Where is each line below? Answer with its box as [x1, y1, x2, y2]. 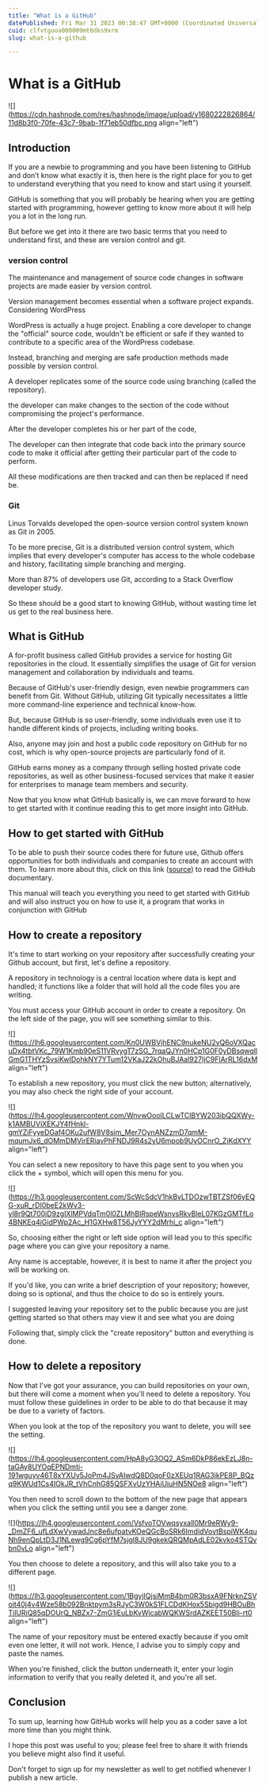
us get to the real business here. [8, 607, 113, 616]
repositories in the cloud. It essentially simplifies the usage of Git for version [8, 659, 256, 669]
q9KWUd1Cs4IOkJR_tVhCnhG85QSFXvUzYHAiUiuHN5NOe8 [8, 1479, 207, 1488]
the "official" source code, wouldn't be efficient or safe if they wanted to [8, 329, 244, 338]
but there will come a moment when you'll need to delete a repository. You [8, 1389, 251, 1398]
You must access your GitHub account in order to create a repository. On [8, 1005, 246, 1015]
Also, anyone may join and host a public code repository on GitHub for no [8, 739, 248, 749]
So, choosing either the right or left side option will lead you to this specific [8, 1233, 253, 1243]
